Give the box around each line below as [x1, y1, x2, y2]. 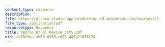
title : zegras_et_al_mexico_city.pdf [5, 30, 82, 35]
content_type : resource [5, 7, 54, 12]
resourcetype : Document [5, 25, 54, 30]
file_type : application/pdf [5, 21, 63, 26]
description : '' [5, 12, 38, 17]
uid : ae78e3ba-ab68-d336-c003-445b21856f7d [5, 35, 96, 40]
